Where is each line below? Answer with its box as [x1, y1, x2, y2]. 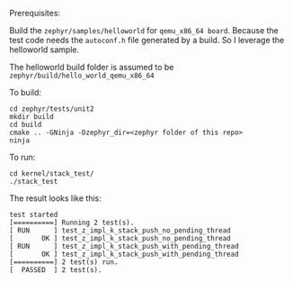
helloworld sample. [9, 44, 80, 55]
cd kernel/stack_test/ [9, 169, 94, 178]
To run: [9, 152, 36, 162]
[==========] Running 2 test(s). [9, 218, 135, 227]
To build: [9, 87, 42, 97]
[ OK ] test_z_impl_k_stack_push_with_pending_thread [9, 250, 240, 259]
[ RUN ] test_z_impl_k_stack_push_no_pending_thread [9, 226, 231, 235]
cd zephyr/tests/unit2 [9, 105, 94, 114]
